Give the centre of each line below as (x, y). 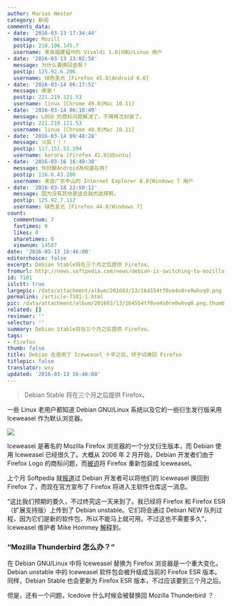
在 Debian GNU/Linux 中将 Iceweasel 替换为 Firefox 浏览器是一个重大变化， (114, 563)
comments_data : (29, 26)
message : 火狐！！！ (41, 143)
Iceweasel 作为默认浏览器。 (47, 418)
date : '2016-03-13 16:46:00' (49, 252)
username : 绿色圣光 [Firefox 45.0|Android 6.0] (81, 78)
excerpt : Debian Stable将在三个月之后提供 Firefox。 (80, 265)
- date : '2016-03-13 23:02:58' (52, 59)
